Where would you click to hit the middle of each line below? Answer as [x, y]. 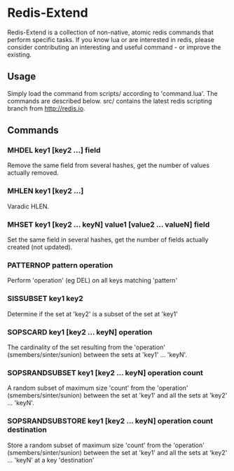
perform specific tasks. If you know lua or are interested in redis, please [111, 39]
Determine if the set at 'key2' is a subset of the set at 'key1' [93, 314]
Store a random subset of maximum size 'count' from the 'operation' [106, 445]
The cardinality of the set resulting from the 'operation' [87, 347]
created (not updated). [40, 247]
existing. [20, 55]
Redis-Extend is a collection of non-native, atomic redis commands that [110, 32]
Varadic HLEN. [28, 206]
